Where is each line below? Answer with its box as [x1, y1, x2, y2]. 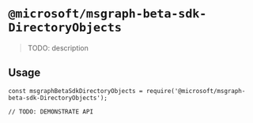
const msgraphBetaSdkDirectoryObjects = [8, 87, 144, 95]
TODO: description [27, 43, 89, 53]
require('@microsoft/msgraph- [145, 87, 246, 95]
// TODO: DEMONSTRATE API [8, 107, 93, 116]
